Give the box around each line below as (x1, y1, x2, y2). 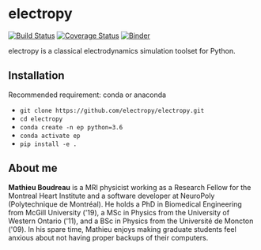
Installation (8, 69, 65, 83)
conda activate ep (19, 132, 81, 140)
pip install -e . (19, 140, 78, 148)
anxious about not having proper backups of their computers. (8, 233, 209, 242)
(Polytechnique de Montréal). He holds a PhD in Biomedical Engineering (8, 199, 243, 209)
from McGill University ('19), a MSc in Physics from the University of (8, 207, 230, 217)
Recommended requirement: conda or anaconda (8, 90, 167, 99)
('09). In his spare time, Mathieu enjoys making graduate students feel (8, 224, 237, 233)
